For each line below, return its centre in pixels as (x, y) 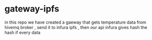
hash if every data (23, 32)
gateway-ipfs (32, 9)
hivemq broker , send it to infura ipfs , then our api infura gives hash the (76, 27)
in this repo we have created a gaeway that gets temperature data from (75, 22)
